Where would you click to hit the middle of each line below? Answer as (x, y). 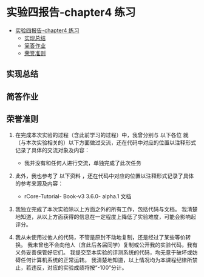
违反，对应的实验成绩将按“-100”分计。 (79, 267)
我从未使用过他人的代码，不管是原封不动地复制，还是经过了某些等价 (100, 237)
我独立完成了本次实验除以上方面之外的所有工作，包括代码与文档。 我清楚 (106, 209)
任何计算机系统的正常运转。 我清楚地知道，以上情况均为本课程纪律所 (106, 260)
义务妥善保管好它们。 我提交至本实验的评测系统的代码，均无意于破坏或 (104, 252)
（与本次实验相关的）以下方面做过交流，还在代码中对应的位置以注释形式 (105, 142)
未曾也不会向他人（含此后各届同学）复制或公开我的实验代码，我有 (115, 245)
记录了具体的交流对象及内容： (52, 150)
